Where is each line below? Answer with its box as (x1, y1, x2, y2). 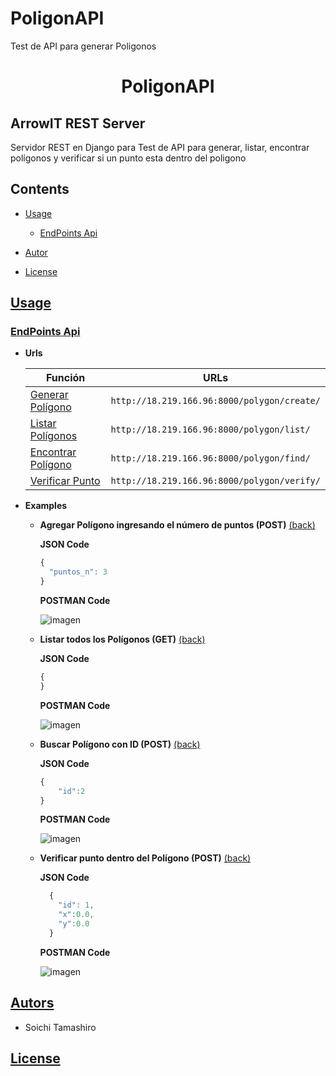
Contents (10, 181, 70, 198)
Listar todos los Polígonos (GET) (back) (39, 633, 206, 646)
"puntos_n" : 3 (48, 567, 108, 577)
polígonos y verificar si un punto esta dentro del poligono (10, 152, 247, 164)
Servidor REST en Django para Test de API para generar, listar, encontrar (10, 141, 310, 153)
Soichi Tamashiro (24, 1021, 97, 1033)
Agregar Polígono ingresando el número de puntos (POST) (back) (39, 519, 316, 531)
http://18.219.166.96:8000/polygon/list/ (110, 424, 311, 436)
